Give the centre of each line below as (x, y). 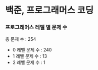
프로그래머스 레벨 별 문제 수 (36, 27)
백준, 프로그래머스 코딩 (50, 10)
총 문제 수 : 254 (21, 39)
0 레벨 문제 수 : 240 (32, 50)
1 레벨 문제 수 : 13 (30, 56)
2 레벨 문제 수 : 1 (29, 62)
